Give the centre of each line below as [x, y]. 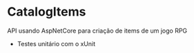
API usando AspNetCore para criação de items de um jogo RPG [97, 31]
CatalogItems [47, 12]
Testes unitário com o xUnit [56, 43]
